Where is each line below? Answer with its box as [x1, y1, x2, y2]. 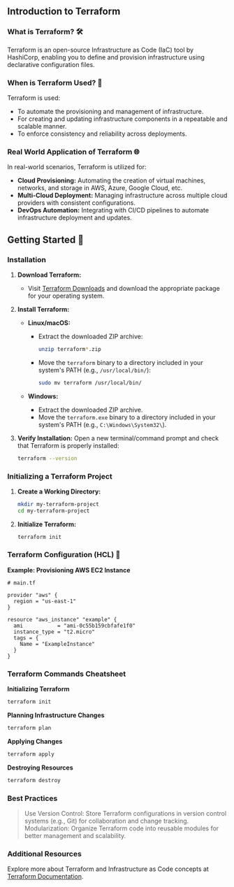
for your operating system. [27, 291, 105, 300]
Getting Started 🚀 [7, 233, 85, 245]
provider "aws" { [7, 591, 58, 598]
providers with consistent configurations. [17, 199, 136, 207]
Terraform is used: [7, 94, 61, 102]
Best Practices [7, 793, 58, 803]
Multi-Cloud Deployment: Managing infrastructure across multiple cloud [17, 192, 228, 200]
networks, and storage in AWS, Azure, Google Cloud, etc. [17, 184, 183, 192]
